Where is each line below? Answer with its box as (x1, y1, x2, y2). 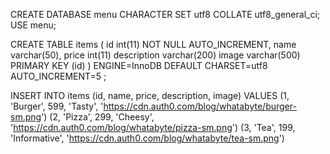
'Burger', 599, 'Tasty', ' (10, 100, 104, 112)
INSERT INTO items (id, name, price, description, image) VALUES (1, (10, 90, 290, 101)
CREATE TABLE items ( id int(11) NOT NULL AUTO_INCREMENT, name (10, 39, 297, 50)
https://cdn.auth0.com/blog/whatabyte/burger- (103, 100, 297, 112)
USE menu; (10, 19, 57, 31)
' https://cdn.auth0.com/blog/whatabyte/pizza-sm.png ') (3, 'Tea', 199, (10, 122, 296, 133)
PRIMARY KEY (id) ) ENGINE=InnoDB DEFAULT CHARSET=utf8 (10, 60, 268, 71)
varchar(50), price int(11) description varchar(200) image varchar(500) (10, 49, 301, 61)
